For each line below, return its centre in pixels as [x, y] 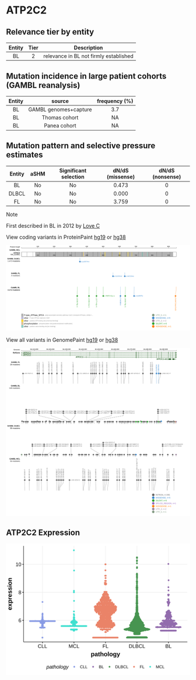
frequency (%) [115, 101]
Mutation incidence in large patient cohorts [86, 76]
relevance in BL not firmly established [89, 56]
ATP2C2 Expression [43, 532]
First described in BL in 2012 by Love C [53, 226]
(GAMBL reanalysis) [43, 85]
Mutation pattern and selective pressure [81, 146]
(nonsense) [167, 177]
